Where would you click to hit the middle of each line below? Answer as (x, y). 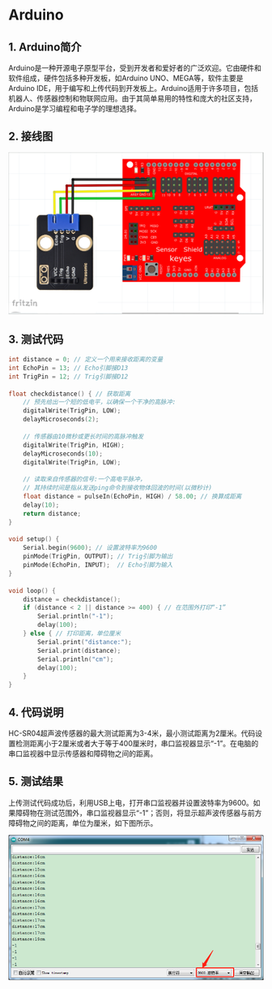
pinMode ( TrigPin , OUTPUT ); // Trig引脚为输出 (98, 557)
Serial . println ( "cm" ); (76, 659)
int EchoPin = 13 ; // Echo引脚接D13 (68, 368)
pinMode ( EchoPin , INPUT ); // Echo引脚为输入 (98, 565)
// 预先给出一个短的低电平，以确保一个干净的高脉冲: (100, 402)
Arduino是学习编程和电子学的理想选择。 (75, 108)
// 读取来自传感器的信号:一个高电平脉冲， (85, 479)
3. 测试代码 (36, 339)
